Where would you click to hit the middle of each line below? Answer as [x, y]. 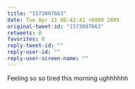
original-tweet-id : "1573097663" [56, 26]
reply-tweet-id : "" [35, 46]
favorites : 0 [26, 39]
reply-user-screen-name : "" [48, 59]
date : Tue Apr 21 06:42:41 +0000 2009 [63, 20]
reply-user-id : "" [34, 52]
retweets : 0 [24, 33]
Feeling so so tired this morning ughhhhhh [68, 78]
